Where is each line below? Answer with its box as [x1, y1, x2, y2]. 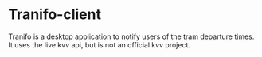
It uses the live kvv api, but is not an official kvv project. [8, 40, 191, 49]
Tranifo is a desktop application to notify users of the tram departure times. [8, 32, 255, 41]
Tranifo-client [8, 6, 102, 24]
